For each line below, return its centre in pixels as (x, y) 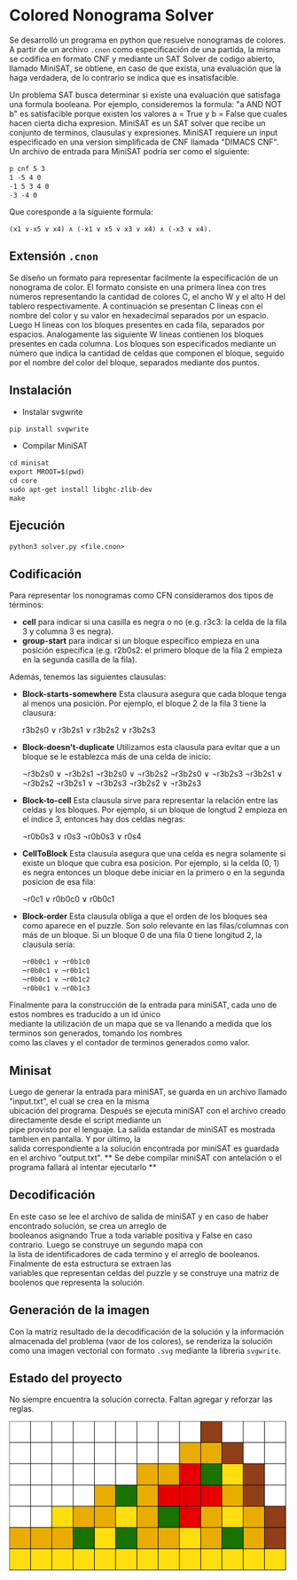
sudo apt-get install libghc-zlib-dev (81, 489)
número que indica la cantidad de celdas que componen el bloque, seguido (147, 353)
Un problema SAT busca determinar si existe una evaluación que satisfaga (145, 95)
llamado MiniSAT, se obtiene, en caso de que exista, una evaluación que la (145, 68)
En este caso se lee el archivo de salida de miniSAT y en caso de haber (139, 1216)
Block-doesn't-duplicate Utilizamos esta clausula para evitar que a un (151, 747)
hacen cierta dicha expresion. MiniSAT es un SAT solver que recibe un (137, 123)
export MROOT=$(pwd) (47, 472)
